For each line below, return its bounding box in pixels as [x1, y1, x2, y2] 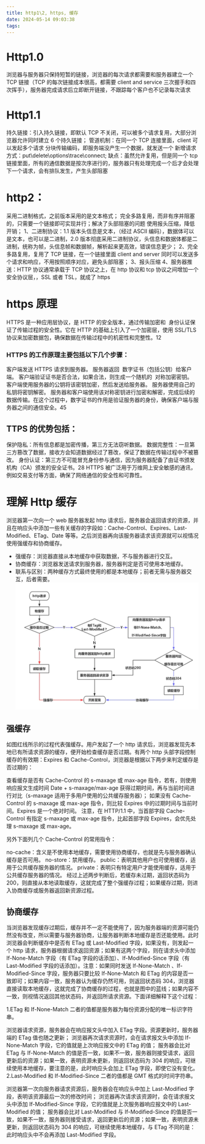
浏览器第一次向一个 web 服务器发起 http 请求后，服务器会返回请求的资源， [6, 517, 193, 524]
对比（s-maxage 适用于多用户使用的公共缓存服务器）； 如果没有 [11, 792, 171, 800]
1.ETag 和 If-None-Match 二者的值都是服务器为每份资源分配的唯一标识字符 [6, 1005, 193, 1012]
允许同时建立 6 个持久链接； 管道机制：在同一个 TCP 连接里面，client [16, 136, 191, 144]
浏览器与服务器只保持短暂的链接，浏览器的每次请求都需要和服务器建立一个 [6, 71, 193, 78]
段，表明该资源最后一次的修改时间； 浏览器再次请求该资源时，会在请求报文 [6, 1093, 195, 1100]
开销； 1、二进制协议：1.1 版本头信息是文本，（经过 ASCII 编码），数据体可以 [6, 228, 195, 235]
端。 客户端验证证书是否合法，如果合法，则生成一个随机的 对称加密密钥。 [6, 373, 193, 381]
